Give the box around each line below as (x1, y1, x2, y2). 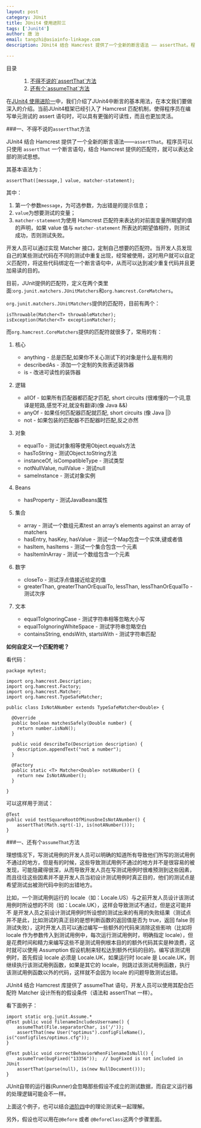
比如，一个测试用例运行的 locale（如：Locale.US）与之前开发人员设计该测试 (6, 894, 194, 901)
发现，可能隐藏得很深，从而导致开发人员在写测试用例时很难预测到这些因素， (6, 866, 195, 873)
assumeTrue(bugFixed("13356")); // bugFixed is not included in (17, 1056, 184, 1062)
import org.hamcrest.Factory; (6, 684, 82, 689)
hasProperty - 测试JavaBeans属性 (23, 496, 108, 503)
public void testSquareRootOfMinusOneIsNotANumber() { (6, 816, 146, 822)
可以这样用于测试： (6, 799, 54, 806)
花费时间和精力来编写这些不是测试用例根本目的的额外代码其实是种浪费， (11, 939, 190, 946)
